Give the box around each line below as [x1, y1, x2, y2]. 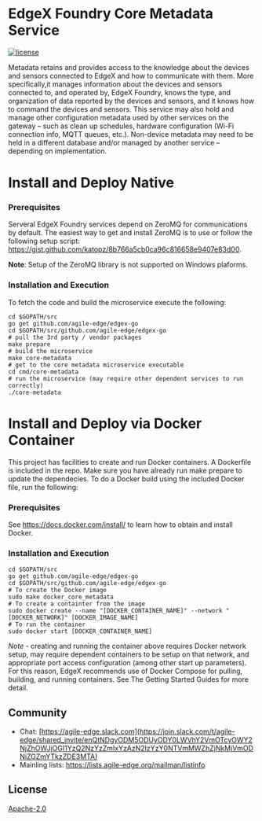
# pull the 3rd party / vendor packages [8, 333, 143, 341]
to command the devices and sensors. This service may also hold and [8, 104, 234, 114]
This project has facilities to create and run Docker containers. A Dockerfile [8, 457, 252, 466]
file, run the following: [8, 482, 78, 491]
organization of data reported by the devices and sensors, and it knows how [8, 96, 255, 105]
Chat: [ [19, 727, 42, 736]
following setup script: [8, 237, 81, 246]
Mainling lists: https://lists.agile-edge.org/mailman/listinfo [19, 760, 206, 770]
